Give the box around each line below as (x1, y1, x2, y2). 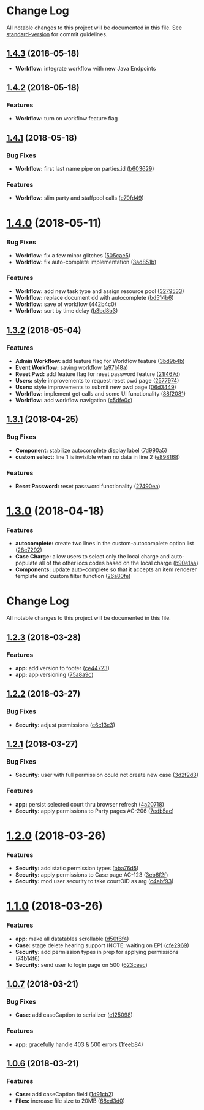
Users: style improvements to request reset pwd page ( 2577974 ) (15, 377, 179, 384)
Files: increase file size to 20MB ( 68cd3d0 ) (15, 1097, 126, 1104)
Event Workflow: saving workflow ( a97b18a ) (15, 364, 129, 371)
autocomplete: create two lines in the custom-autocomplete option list (15, 540, 194, 547)
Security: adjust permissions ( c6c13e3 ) (15, 721, 115, 729)
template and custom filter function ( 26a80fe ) (15, 573, 131, 580)
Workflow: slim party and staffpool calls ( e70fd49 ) (15, 194, 144, 201)
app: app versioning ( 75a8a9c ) (15, 671, 94, 678)
